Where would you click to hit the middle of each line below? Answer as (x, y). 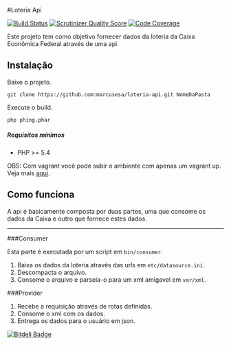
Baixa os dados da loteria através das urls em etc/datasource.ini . (111, 265)
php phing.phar (29, 120)
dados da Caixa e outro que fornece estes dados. (77, 219)
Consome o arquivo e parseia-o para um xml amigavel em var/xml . (111, 279)
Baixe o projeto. (29, 82)
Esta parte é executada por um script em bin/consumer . (85, 252)
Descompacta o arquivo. (52, 272)
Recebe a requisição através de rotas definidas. (85, 306)
